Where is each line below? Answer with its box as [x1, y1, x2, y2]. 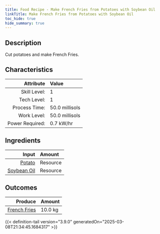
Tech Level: [19, 96, 45, 103]
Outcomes [5, 183, 37, 192]
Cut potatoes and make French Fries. [5, 52, 79, 57]
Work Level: [18, 112, 45, 119]
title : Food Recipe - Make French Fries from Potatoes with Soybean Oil [5, 7, 156, 12]
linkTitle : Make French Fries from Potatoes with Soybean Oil [5, 12, 134, 17]
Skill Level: [21, 88, 45, 95]
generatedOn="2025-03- [73, 218, 124, 224]
